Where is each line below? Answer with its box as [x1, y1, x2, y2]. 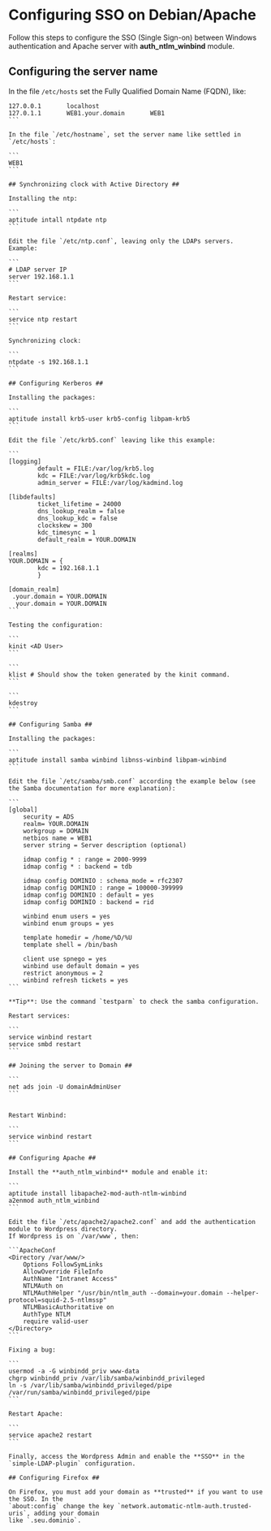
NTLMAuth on [23, 1282, 63, 1290]
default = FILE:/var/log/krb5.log [37, 465, 154, 473]
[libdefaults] [8, 493, 57, 501]
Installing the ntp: [8, 194, 79, 202]
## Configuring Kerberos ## [8, 379, 104, 387]
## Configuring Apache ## [8, 1153, 96, 1162]
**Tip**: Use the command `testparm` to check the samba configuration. [8, 997, 260, 1006]
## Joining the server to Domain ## [8, 1062, 132, 1070]
